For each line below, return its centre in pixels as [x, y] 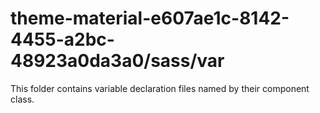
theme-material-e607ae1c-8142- [150, 18]
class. [22, 99]
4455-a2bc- [62, 39]
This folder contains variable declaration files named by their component [160, 88]
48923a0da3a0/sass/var [117, 61]
